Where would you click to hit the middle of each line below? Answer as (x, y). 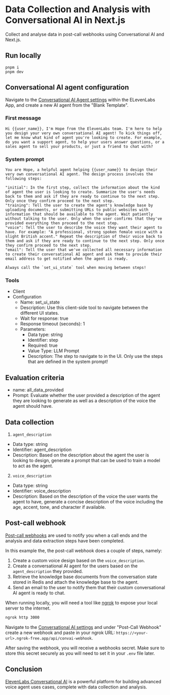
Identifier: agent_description (42, 450)
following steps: (24, 179)
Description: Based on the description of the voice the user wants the (85, 496)
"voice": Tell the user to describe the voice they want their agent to (84, 228)
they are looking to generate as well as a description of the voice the (84, 401)
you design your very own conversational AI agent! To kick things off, (84, 133)
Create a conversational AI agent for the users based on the (75, 566)
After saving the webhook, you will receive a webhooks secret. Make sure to (85, 648)
